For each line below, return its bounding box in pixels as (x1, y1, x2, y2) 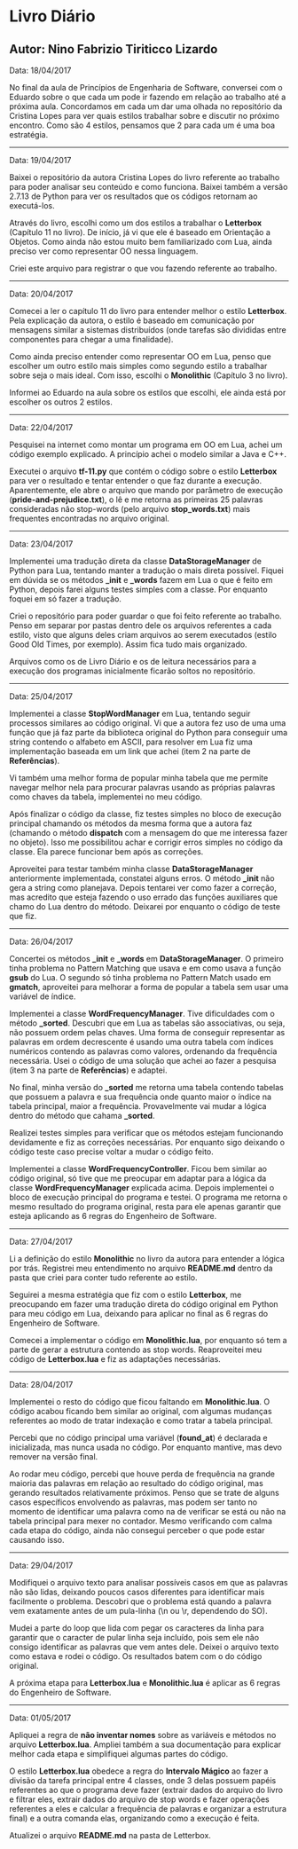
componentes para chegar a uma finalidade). (9, 334, 174, 344)
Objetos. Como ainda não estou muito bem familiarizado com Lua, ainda (9, 237, 272, 247)
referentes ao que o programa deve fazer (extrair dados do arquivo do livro (9, 1785, 284, 1795)
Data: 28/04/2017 (9, 1380, 74, 1389)
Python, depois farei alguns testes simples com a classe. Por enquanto (9, 584, 268, 594)
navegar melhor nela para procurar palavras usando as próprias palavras (9, 783, 276, 792)
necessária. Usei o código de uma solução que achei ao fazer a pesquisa (9, 1056, 277, 1066)
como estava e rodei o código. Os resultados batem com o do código (9, 1651, 263, 1661)
